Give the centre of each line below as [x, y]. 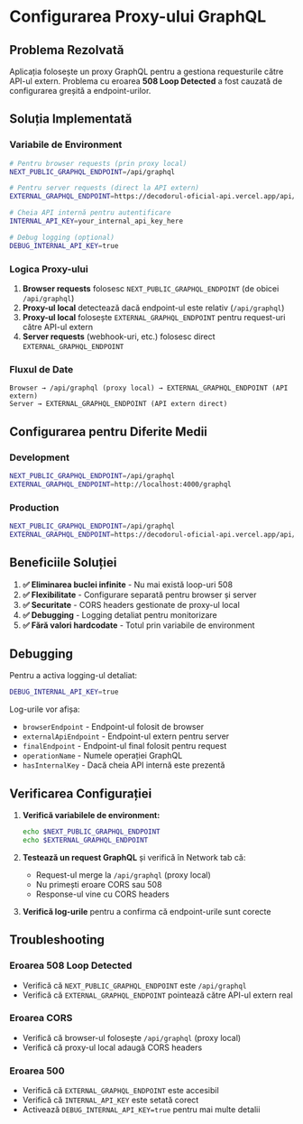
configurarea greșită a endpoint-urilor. [80, 91]
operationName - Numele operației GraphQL [102, 756]
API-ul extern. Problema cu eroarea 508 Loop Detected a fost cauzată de [146, 81]
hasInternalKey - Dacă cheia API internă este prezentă [124, 765]
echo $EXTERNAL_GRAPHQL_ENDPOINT [85, 840]
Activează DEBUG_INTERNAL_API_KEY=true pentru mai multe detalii [141, 1110]
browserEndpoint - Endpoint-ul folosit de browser [113, 727]
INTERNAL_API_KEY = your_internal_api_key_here [96, 221]
